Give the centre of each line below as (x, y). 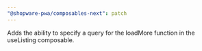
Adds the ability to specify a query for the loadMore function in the (101, 33)
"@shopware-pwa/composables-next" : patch (67, 13)
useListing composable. (41, 40)
